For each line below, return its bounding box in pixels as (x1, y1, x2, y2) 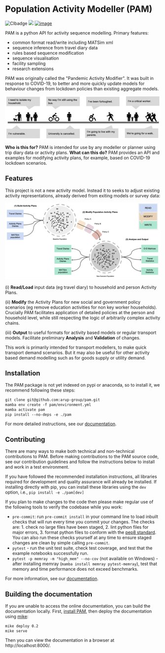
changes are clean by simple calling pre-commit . (12, 540, 110, 546)
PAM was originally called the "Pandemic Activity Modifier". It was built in (5, 75, 154, 81)
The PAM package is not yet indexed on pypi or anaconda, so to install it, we (5, 382, 160, 388)
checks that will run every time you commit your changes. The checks (12, 519, 155, 525)
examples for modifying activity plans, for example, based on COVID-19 (5, 154, 150, 161)
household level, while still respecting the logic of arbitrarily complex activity (5, 315, 161, 321)
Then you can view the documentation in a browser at (5, 637, 115, 643)
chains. (5, 320, 20, 326)
